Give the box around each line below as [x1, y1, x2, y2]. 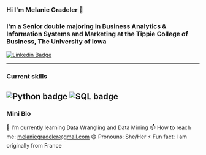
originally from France [6, 142, 63, 149]
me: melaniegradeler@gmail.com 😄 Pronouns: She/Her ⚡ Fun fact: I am [6, 133, 188, 140]
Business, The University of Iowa [6, 37, 107, 45]
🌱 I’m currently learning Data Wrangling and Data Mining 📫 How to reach [6, 124, 191, 131]
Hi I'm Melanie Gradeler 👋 [6, 6, 84, 14]
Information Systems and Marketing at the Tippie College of [6, 29, 188, 38]
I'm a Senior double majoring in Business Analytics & [6, 21, 167, 30]
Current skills [6, 72, 48, 81]
